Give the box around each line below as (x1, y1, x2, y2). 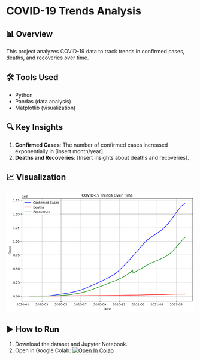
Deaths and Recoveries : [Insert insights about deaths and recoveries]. (14, 154, 190, 161)
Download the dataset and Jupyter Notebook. (14, 340, 128, 347)
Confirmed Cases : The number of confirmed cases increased (14, 141, 168, 148)
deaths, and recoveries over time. (6, 54, 89, 61)
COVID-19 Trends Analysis (6, 4, 142, 18)
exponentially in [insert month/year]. (14, 147, 105, 154)
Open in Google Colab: (14, 347, 71, 354)
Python (14, 91, 33, 99)
